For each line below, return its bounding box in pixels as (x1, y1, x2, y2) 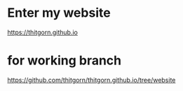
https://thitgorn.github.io (7, 28, 79, 36)
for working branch (7, 52, 122, 69)
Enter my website (7, 5, 111, 21)
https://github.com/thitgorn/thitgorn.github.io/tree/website (7, 76, 176, 84)
